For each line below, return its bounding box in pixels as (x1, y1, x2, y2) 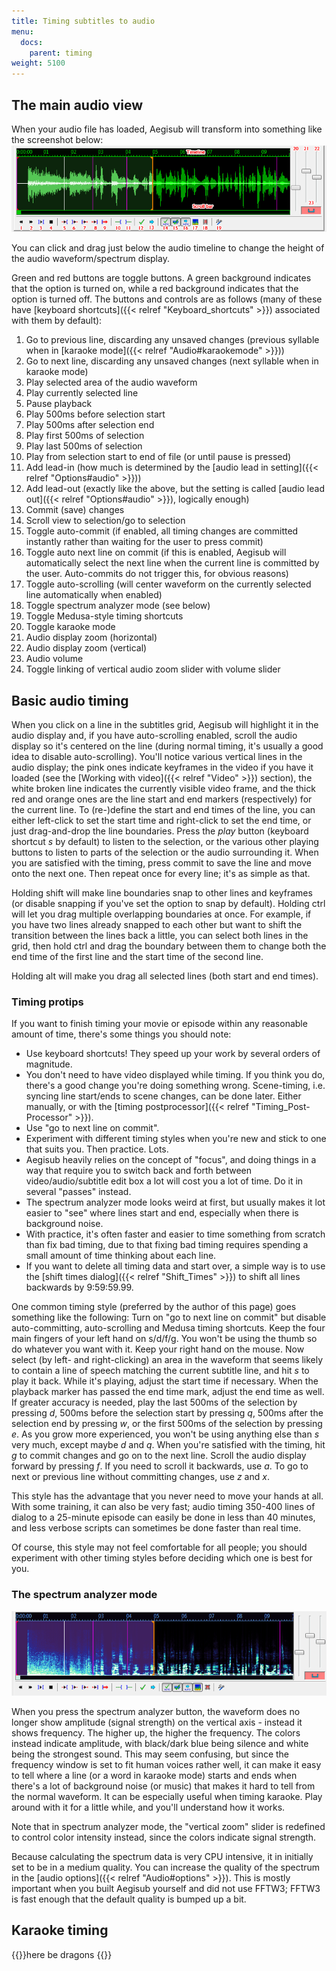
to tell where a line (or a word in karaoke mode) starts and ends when (11, 1769, 298, 1781)
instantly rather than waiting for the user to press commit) (25, 536, 264, 548)
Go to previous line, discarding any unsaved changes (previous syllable (25, 334, 320, 346)
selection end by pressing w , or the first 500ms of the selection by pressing (11, 1418, 323, 1430)
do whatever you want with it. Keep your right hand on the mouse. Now (11, 1343, 305, 1355)
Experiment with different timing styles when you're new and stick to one (25, 1133, 327, 1145)
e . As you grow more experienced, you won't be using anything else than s (11, 1428, 320, 1440)
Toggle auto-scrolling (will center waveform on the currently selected (25, 578, 312, 590)
